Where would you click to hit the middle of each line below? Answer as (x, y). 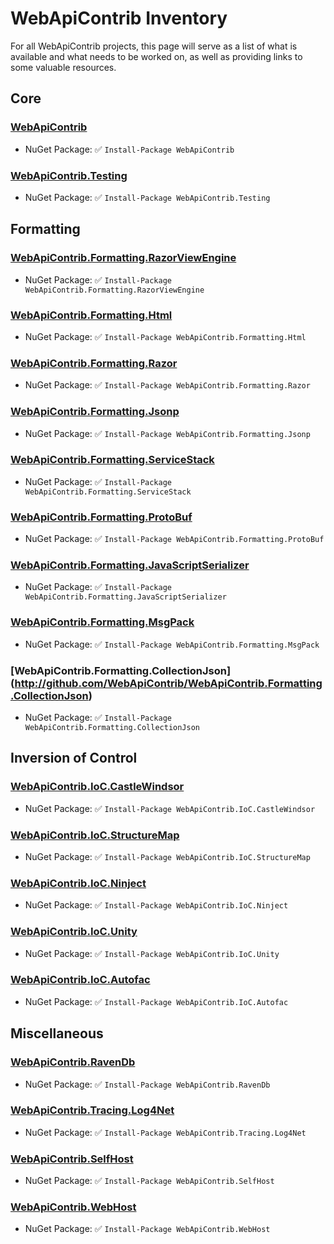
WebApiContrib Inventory (119, 18)
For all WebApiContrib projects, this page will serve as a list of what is (154, 46)
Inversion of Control (74, 758)
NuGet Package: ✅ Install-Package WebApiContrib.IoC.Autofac (156, 1001)
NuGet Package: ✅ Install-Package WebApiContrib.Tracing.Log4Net (165, 1132)
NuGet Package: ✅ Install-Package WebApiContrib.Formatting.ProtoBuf (174, 539)
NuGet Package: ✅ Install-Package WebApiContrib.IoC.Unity (152, 953)
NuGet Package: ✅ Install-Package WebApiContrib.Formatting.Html (165, 336)
